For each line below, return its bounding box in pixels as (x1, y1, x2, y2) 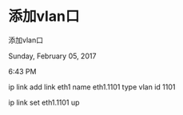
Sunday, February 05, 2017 (8, 51, 97, 61)
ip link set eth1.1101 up (8, 97, 80, 107)
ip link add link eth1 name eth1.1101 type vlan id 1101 (8, 81, 176, 92)
